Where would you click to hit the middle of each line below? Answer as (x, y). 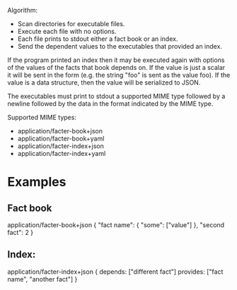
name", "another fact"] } (42, 279)
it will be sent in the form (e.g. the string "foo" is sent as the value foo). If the (119, 75)
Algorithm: (22, 10)
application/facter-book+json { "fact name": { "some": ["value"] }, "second (116, 225)
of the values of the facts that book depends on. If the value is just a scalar (116, 67)
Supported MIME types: (42, 117)
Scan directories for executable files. (71, 24)
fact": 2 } (21, 232)
